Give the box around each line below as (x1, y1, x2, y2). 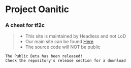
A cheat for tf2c (5, 22, 45, 29)
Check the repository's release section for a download (5, 58, 126, 63)
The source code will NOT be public (25, 44, 101, 50)
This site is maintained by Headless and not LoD (25, 33, 126, 39)
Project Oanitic (5, 4, 70, 15)
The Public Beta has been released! (5, 54, 83, 59)
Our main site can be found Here (25, 39, 94, 45)
